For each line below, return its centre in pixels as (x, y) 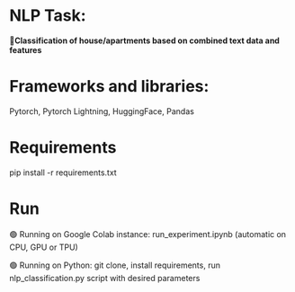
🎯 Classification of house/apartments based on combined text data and (145, 40)
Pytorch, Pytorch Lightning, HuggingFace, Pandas (102, 111)
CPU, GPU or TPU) (44, 247)
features (26, 49)
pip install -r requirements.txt (63, 173)
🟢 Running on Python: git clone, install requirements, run (115, 265)
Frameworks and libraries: (109, 87)
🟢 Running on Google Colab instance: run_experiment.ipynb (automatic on (147, 234)
